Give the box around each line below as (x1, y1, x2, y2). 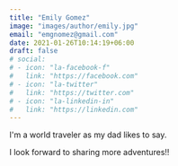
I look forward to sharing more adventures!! (9, 147, 170, 158)
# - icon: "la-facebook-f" (9, 64, 111, 73)
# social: (9, 55, 47, 64)
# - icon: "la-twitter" (9, 80, 99, 89)
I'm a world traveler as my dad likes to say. (9, 129, 167, 140)
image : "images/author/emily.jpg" (9, 22, 139, 31)
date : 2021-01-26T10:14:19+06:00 (9, 38, 135, 48)
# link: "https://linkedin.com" (9, 105, 139, 114)
